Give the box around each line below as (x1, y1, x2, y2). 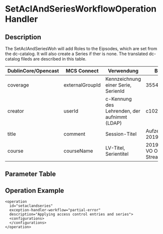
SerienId (105, 88, 125, 94)
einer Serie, (105, 82, 132, 88)
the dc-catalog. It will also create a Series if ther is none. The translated (5, 51, 148, 57)
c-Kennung (105, 96, 132, 102)
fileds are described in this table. (21, 56, 86, 61)
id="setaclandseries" (9, 204, 53, 208)
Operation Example (5, 186, 65, 194)
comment (64, 131, 86, 137)
